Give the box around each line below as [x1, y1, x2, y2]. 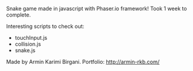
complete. [6, 11, 31, 18]
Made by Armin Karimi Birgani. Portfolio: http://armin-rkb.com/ [6, 59, 160, 65]
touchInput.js [14, 34, 48, 41]
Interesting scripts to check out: [6, 23, 85, 30]
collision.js [14, 41, 41, 47]
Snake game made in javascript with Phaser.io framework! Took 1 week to [6, 5, 187, 12]
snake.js [14, 47, 36, 54]
